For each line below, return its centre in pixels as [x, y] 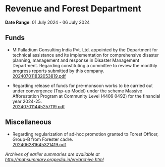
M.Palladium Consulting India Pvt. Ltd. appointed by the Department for [85, 49]
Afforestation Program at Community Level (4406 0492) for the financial [86, 96]
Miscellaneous [28, 122]
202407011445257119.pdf [39, 106]
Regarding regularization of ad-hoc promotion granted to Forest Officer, [85, 134]
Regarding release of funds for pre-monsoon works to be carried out [82, 85]
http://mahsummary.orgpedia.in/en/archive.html [55, 159]
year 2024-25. [27, 101]
